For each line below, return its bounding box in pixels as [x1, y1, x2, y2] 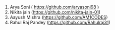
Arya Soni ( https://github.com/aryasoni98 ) [9, 4, 99, 10]
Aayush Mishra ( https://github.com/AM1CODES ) [9, 15, 108, 20]
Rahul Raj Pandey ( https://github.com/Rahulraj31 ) [9, 19, 111, 25]
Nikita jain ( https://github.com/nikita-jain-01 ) [9, 9, 101, 15]
